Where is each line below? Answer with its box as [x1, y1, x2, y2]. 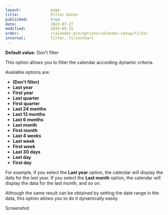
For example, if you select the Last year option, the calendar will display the [5, 169, 163, 175]
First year [12, 90, 34, 96]
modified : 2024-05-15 [5, 26, 73, 31]
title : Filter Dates [5, 12, 78, 17]
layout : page [5, 7, 60, 13]
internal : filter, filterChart [5, 36, 94, 41]
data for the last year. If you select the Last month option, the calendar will [5, 175, 161, 181]
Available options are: [5, 69, 51, 75]
